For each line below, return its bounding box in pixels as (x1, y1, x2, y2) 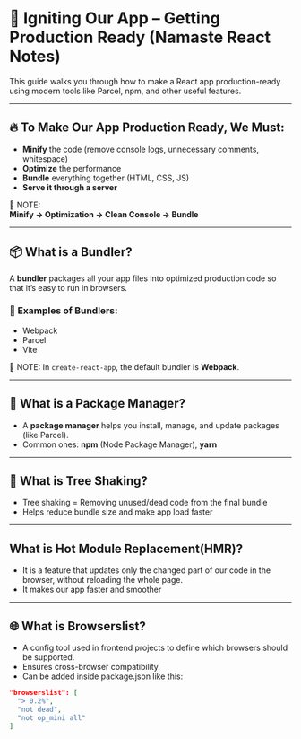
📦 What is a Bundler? (9, 244, 133, 260)
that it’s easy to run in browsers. (9, 282, 128, 293)
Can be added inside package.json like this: (21, 671, 184, 682)
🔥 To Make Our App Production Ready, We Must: (9, 120, 285, 136)
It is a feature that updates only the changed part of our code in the (21, 565, 271, 576)
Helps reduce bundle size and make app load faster (21, 506, 213, 517)
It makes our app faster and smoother (21, 584, 162, 595)
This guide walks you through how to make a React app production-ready (9, 75, 281, 86)
